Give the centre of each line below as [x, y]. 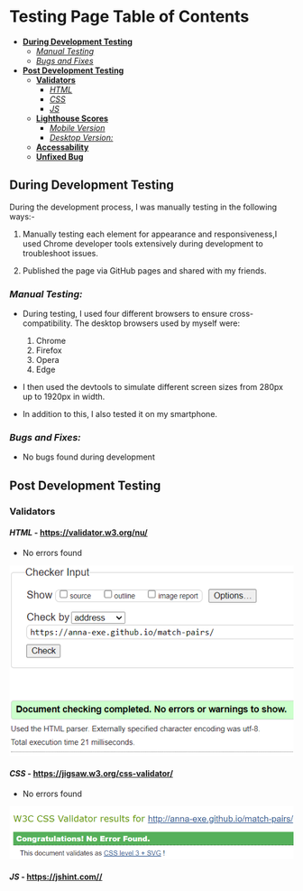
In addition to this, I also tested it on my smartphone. [120, 414]
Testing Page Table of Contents [129, 17]
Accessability [62, 147]
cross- [242, 314]
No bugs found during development [88, 457]
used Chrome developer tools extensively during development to [142, 243]
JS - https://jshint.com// [56, 877]
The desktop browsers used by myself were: [157, 323]
